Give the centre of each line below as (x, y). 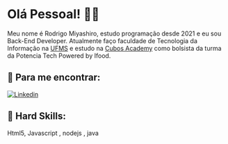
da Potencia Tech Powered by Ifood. (59, 56)
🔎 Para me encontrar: (54, 78)
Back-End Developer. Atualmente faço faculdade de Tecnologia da (103, 40)
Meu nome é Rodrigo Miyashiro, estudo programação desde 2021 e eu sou (114, 33)
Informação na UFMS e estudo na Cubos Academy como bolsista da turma (114, 48)
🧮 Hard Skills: (36, 117)
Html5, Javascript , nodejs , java (53, 133)
